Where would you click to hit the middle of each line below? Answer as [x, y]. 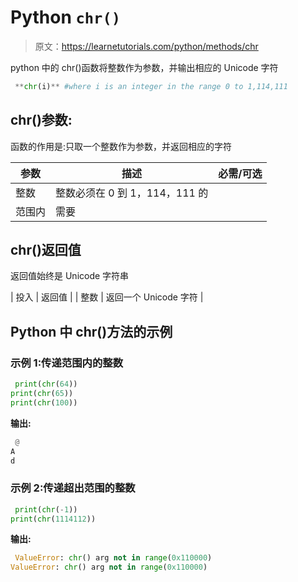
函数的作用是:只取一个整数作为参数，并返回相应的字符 [121, 146]
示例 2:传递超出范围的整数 [73, 488]
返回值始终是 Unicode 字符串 [70, 276]
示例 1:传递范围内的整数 [66, 363]
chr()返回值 [46, 250]
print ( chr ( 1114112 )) [53, 519]
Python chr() [66, 17]
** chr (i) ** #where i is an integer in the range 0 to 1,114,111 [151, 86]
